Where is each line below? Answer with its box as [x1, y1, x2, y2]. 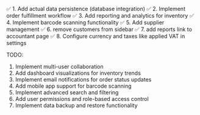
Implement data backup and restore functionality [15, 102, 138, 109]
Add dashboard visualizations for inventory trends [15, 69, 141, 77]
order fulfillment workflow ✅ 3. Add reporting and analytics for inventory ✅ [6, 12, 195, 19]
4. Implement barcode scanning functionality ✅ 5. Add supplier [6, 19, 165, 26]
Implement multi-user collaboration [15, 63, 104, 70]
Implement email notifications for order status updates [15, 76, 152, 83]
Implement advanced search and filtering [15, 89, 119, 96]
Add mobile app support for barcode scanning [15, 82, 132, 89]
